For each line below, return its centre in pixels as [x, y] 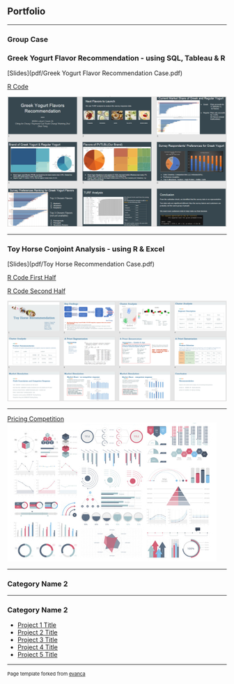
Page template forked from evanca [46, 674]
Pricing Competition [36, 419]
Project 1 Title [37, 625]
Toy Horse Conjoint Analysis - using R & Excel [86, 248]
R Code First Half [32, 278]
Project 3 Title [37, 640]
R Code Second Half [37, 291]
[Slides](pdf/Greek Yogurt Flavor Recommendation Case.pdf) [95, 73]
